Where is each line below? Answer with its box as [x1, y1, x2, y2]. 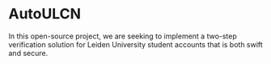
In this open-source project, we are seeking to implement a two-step [8, 31, 237, 41]
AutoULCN [8, 5, 82, 23]
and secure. [8, 48, 49, 58]
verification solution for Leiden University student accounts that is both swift [8, 39, 263, 49]
